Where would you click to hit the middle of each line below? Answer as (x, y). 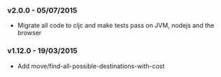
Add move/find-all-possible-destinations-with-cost (91, 66)
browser (29, 33)
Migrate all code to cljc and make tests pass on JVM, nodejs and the (116, 26)
